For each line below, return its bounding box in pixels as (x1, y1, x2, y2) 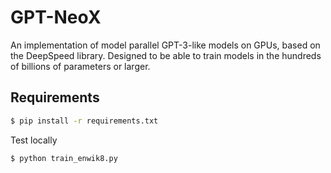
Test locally (10, 134, 58, 146)
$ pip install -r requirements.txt (10, 116, 159, 126)
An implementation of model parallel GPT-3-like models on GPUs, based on (10, 39, 321, 51)
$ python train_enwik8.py (10, 153, 118, 163)
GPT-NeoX (10, 6, 102, 29)
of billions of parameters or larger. (10, 60, 151, 72)
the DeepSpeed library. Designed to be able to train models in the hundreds (10, 49, 322, 61)
